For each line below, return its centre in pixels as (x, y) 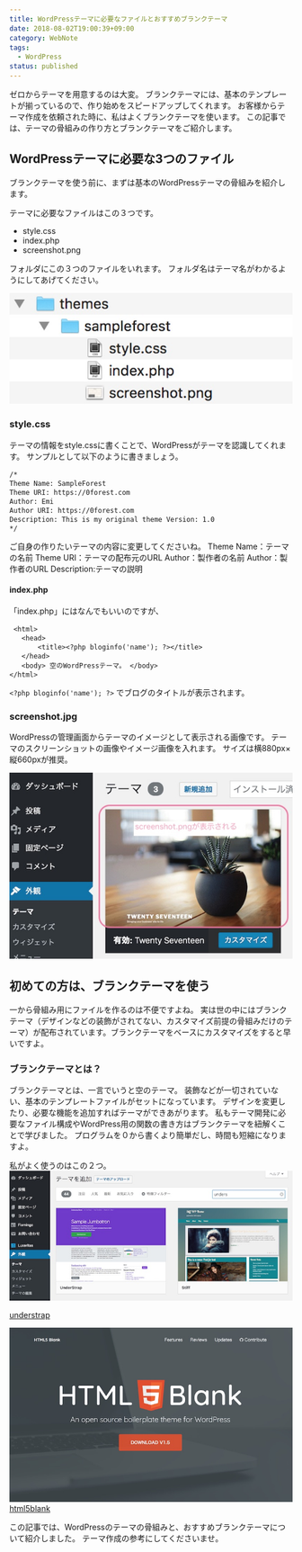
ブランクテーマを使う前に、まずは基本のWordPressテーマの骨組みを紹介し (147, 182)
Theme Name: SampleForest (58, 483)
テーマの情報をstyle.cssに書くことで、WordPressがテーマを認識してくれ (144, 444)
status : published (44, 67)
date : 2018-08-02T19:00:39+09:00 (72, 28)
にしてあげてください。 (60, 280)
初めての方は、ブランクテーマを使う (110, 987)
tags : (19, 48)
